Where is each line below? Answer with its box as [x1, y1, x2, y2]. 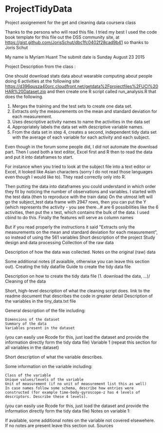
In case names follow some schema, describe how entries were [5, 386, 134, 391]
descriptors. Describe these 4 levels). [5, 394, 89, 399]
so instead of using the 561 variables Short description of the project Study [5, 234, 156, 240]
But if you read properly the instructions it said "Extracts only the [5, 224, 135, 230]
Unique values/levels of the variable [5, 377, 84, 382]
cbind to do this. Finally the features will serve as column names [5, 214, 134, 220]
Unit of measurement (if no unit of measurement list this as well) [5, 381, 147, 386]
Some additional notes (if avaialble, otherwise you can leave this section [5, 258, 150, 264]
